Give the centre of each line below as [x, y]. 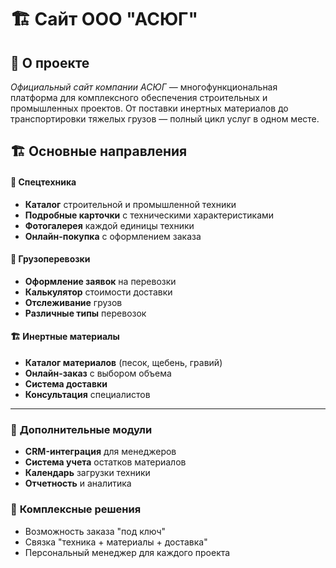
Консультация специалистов [87, 394]
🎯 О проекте [50, 62]
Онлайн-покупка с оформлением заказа [113, 236]
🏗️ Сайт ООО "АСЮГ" [104, 19]
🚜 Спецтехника [43, 182]
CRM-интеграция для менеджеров [100, 452]
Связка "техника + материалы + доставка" [116, 542]
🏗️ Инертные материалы [65, 337]
